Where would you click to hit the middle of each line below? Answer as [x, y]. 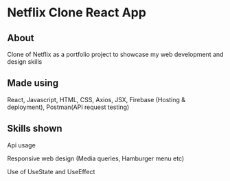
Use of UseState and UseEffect [51, 171]
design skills [25, 62]
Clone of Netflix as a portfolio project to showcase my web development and [115, 54]
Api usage [21, 145]
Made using [33, 83]
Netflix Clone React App [77, 13]
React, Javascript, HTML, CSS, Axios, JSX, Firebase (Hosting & [96, 99]
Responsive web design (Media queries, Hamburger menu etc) [96, 158]
